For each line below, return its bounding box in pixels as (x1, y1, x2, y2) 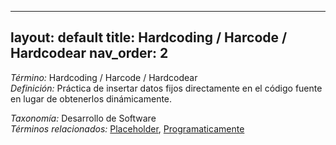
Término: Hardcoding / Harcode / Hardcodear (10, 71, 198, 83)
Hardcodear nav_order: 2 (10, 45, 169, 62)
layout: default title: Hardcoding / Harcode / (10, 29, 288, 46)
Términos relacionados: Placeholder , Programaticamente (10, 122, 245, 135)
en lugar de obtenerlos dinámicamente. (10, 92, 173, 105)
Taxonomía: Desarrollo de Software (10, 112, 157, 124)
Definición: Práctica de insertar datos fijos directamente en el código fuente (10, 82, 323, 94)
